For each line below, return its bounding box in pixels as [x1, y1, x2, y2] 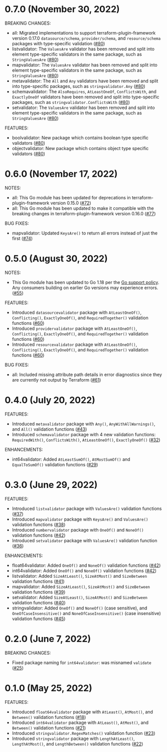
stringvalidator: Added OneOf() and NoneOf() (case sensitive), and [12, 605, 147, 611]
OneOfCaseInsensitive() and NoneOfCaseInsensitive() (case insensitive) [12, 610, 161, 616]
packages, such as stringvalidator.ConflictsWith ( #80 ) [12, 99, 130, 105]
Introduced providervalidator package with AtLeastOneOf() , [12, 325, 137, 331]
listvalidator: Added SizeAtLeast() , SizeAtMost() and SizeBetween [12, 573, 147, 579]
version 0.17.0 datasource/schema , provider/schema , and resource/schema [12, 35, 161, 41]
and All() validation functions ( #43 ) [12, 426, 87, 432]
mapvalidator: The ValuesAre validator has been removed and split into [12, 62, 157, 68]
